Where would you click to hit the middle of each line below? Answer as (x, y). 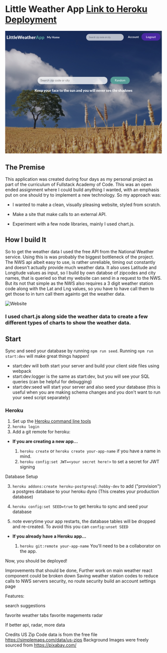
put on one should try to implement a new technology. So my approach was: (83, 195)
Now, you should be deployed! (36, 561)
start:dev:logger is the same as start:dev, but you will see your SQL (81, 376)
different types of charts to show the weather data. (68, 323)
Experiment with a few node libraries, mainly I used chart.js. (74, 224)
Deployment (31, 20)
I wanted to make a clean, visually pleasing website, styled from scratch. (86, 205)
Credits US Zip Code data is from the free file (51, 635)
